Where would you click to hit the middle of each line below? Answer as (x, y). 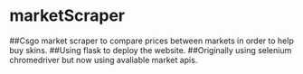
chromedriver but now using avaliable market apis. (104, 60)
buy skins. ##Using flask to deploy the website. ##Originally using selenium (151, 50)
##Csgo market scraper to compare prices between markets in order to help (151, 41)
